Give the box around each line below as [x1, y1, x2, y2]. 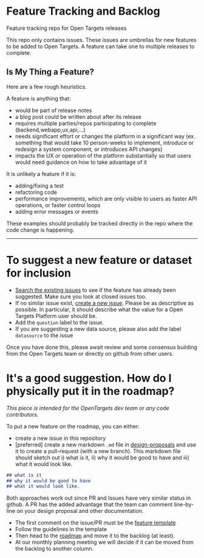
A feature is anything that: [6, 94, 71, 102]
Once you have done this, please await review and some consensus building [6, 343, 197, 351]
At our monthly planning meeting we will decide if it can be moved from [15, 539, 194, 546]
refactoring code [15, 188, 58, 196]
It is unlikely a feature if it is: [6, 170, 76, 177]
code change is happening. [6, 226, 75, 233]
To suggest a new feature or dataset [6, 253, 192, 267]
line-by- [174, 501, 194, 508]
